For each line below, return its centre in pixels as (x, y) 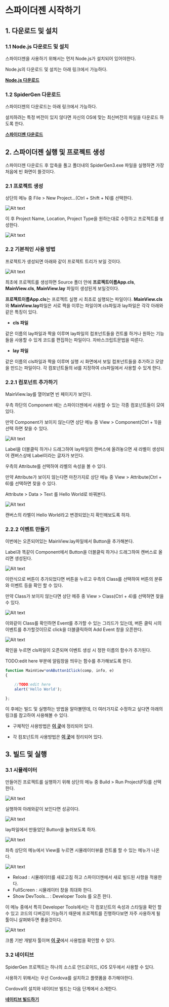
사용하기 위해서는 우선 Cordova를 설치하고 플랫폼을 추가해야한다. (70, 978)
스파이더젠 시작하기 (43, 10)
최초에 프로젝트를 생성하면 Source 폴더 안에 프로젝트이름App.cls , (70, 282)
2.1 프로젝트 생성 (24, 186)
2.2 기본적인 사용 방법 (30, 249)
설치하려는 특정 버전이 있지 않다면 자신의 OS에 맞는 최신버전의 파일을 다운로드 (82, 117)
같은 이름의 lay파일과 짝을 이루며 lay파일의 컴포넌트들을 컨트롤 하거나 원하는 (80, 333)
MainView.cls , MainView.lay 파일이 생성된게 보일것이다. (62, 288)
